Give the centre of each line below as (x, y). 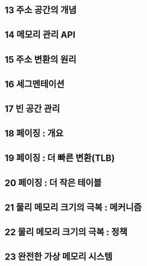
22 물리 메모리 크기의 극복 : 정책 (66, 232)
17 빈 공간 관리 (32, 109)
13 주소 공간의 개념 (41, 10)
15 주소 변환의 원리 (41, 60)
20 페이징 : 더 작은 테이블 (53, 183)
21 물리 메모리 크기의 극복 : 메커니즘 (73, 207)
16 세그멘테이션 (35, 84)
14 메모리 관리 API (40, 35)
